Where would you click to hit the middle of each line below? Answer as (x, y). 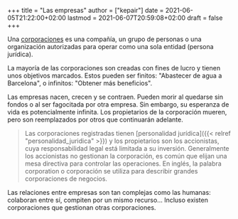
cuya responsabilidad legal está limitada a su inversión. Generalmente (127, 148)
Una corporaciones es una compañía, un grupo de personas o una (104, 39)
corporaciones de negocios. (66, 178)
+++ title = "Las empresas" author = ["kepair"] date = (86, 10)
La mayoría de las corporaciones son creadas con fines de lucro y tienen (114, 68)
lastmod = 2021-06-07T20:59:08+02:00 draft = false (145, 18)
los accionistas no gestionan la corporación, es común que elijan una (126, 156)
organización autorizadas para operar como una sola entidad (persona (111, 47)
